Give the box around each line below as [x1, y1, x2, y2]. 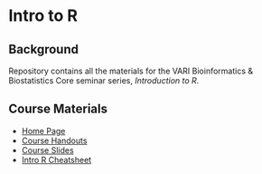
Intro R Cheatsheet [21, 154, 92, 165]
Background [8, 42, 79, 57]
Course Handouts [21, 135, 88, 146]
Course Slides [21, 144, 74, 155]
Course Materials [8, 101, 108, 117]
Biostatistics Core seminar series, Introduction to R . [8, 75, 200, 86]
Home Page [21, 125, 66, 136]
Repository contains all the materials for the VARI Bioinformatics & [8, 65, 254, 76]
